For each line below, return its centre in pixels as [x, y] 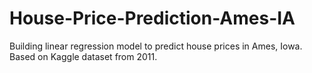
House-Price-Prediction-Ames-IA [152, 18]
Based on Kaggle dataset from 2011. [83, 56]
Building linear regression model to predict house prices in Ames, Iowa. [156, 46]
